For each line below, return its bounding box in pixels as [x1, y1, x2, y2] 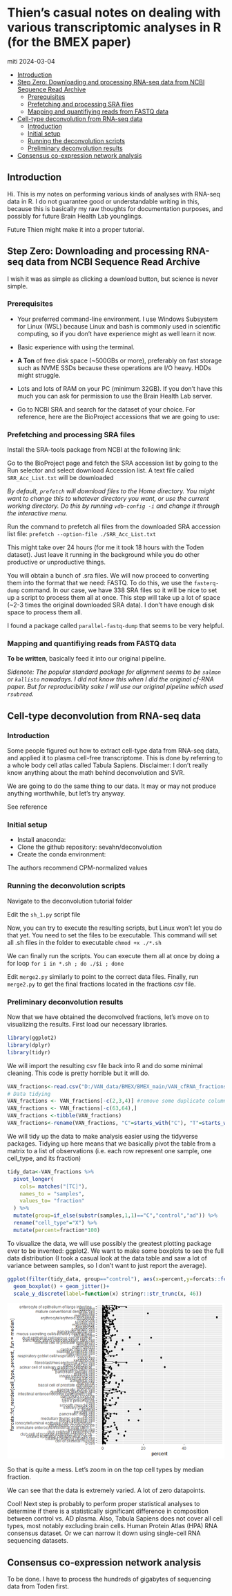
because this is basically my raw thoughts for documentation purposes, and [7, 204, 223, 212]
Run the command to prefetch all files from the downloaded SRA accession [7, 522, 221, 531]
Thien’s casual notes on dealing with [7, 5, 221, 21]
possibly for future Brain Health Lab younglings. [7, 212, 144, 220]
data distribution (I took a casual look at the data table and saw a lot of [7, 1254, 207, 1262]
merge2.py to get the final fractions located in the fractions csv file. [7, 980, 196, 988]
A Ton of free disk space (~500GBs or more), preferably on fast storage [17, 356, 222, 365]
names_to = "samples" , [19, 1190, 85, 1198]
